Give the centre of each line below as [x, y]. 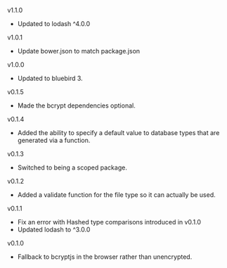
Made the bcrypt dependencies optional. [76, 106]
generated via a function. [54, 140]
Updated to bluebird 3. [50, 78]
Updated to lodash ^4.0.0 [54, 24]
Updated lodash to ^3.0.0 [54, 229]
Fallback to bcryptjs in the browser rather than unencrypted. [105, 257]
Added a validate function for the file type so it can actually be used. [116, 195]
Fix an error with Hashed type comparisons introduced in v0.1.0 [109, 222]
